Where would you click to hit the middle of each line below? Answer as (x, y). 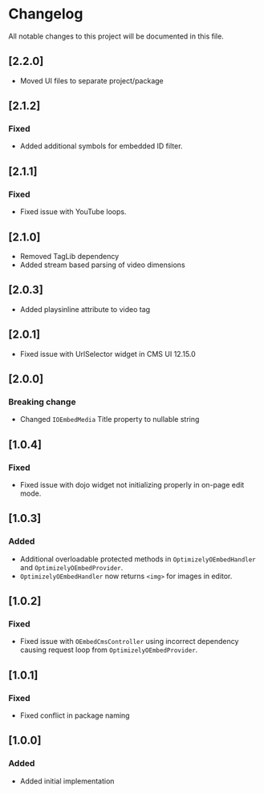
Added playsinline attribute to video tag (85, 309)
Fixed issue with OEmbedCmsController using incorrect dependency (129, 642)
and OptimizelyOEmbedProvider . (71, 567)
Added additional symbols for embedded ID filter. (101, 146)
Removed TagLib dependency (69, 256)
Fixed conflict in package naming (75, 715)
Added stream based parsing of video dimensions (103, 265)
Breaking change (42, 402)
